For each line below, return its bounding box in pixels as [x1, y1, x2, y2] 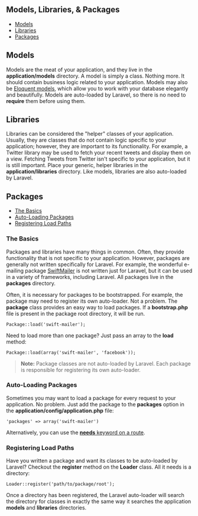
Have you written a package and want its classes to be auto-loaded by [6, 457, 178, 464]
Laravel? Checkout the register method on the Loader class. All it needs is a [6, 463, 191, 470]
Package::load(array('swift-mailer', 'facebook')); [6, 350, 136, 355]
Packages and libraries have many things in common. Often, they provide [6, 248, 184, 255]
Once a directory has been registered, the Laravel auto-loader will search [6, 492, 184, 499]
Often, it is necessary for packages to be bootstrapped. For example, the [6, 291, 183, 298]
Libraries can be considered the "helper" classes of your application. [6, 130, 174, 137]
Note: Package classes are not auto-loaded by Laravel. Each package [20, 360, 191, 367]
